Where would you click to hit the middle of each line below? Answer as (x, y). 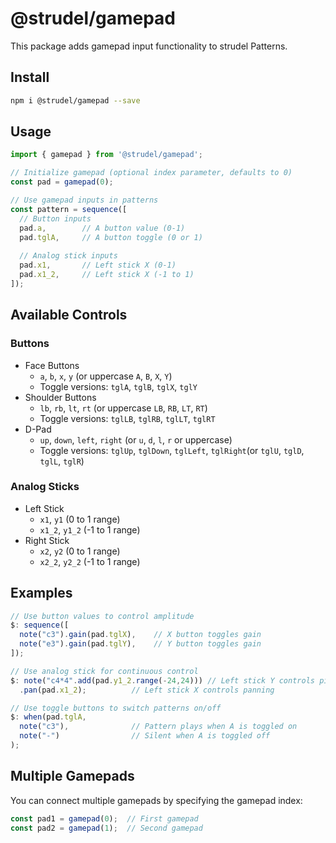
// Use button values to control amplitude (102, 616)
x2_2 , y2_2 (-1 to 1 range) (90, 561)
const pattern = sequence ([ (69, 209)
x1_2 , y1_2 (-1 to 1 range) (90, 529)
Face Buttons (52, 365)
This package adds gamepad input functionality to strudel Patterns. (149, 46)
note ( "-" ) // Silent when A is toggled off (145, 736)
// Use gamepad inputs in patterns (84, 200)
